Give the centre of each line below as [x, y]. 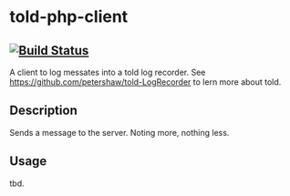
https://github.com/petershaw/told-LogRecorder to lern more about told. [145, 82]
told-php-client [69, 17]
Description [43, 111]
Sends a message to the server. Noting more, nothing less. [119, 132]
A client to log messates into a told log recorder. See [108, 72]
